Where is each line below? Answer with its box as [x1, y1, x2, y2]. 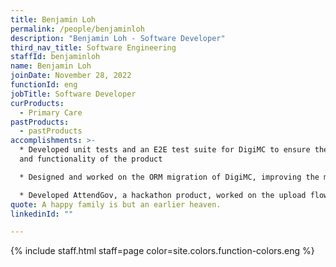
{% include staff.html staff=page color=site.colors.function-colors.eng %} [10, 245, 315, 257]
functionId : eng [10, 80, 78, 90]
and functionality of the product [19, 154, 163, 164]
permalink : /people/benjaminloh [10, 24, 145, 34]
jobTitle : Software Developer [10, 89, 137, 99]
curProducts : [10, 98, 65, 108]
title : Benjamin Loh [10, 14, 97, 25]
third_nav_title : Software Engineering [10, 42, 177, 53]
